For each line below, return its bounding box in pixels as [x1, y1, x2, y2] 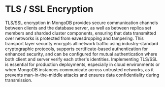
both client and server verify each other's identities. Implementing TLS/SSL [5, 56, 158, 62]
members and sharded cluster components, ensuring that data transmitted [5, 30, 157, 36]
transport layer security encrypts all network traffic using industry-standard [5, 40, 159, 46]
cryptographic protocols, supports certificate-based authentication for [5, 46, 148, 52]
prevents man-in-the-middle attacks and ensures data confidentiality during [5, 72, 160, 78]
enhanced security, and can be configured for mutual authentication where [5, 51, 158, 57]
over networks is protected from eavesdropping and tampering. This [5, 35, 144, 41]
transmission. [5, 77, 33, 83]
